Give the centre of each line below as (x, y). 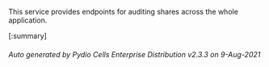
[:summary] (27, 36)
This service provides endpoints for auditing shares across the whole (123, 12)
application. (28, 20)
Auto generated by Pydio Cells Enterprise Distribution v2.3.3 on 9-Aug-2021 (134, 54)
